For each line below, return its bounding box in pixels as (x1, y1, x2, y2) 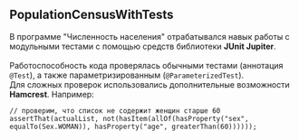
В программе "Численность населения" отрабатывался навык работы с (9, 31, 290, 42)
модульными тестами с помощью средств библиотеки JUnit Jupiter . (9, 41, 276, 51)
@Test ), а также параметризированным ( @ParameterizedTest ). (9, 70, 245, 80)
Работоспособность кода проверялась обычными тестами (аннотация (9, 60, 284, 70)
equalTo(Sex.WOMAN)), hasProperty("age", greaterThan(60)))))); (9, 122, 257, 131)
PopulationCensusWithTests (9, 7, 174, 23)
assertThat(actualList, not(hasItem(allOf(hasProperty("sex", (9, 114, 249, 123)
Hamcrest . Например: (9, 89, 95, 99)
